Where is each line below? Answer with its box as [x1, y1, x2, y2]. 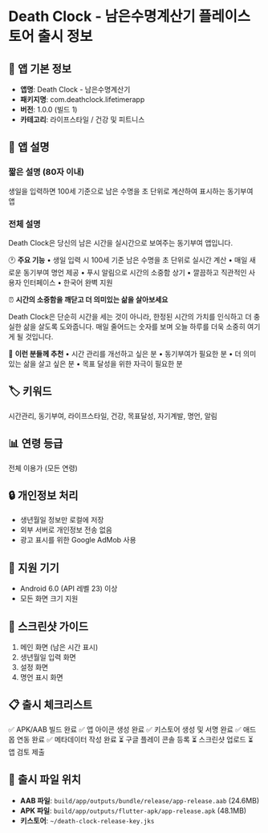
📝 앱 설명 [8, 140, 50, 154]
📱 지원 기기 [8, 561, 60, 575]
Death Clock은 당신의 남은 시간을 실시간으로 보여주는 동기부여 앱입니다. [8, 238, 233, 247]
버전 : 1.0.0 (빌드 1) [19, 105, 78, 114]
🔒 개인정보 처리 [8, 489, 79, 502]
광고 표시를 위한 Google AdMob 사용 [19, 535, 136, 545]
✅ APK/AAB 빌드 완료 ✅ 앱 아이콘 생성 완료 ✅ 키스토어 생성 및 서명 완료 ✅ [8, 724, 242, 734]
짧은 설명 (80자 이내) [8, 166, 84, 177]
